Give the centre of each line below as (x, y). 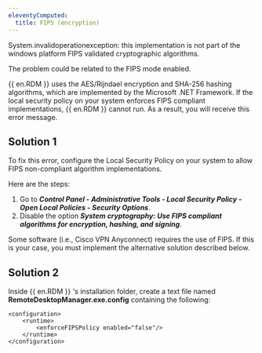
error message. (33, 117)
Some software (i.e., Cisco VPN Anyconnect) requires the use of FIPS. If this (131, 239)
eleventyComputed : (38, 15)
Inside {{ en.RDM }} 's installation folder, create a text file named (112, 292)
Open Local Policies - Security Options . (85, 208)
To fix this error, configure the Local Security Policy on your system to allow (131, 161)
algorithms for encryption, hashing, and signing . (100, 224)
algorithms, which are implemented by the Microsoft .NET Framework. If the (131, 92)
